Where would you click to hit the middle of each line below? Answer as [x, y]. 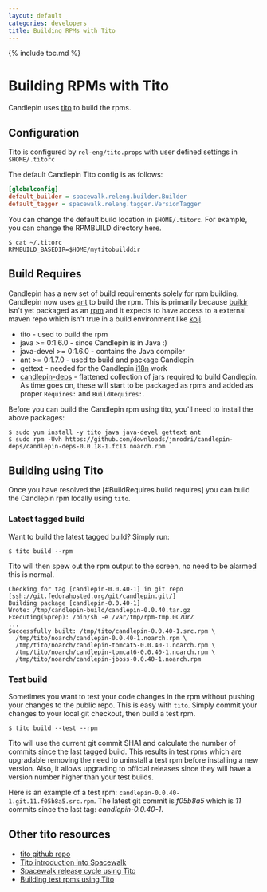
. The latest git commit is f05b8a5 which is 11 [167, 801]
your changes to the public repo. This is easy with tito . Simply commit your [133, 705]
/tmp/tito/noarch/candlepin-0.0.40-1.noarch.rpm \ [101, 638]
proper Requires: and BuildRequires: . [82, 393]
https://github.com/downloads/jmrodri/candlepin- [149, 439]
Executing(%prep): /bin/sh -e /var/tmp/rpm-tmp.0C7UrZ [101, 617]
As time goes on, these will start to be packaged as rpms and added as [136, 385]
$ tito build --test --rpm [53, 728]
